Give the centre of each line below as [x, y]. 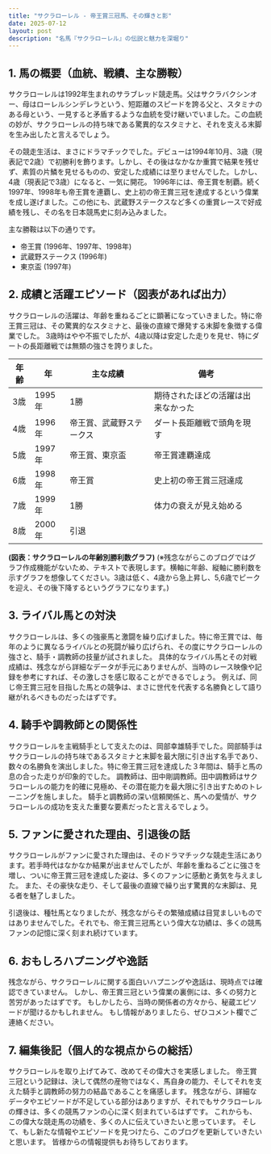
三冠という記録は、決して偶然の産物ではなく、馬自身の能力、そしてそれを [132, 1081]
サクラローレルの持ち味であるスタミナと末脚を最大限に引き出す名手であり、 [135, 756]
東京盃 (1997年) [46, 266]
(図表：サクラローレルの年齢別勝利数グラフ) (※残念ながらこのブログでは [129, 557]
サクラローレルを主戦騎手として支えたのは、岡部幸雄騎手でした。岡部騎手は [135, 746]
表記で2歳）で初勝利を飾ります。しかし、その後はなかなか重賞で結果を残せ [134, 162]
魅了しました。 [54, 896]
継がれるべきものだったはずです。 [65, 697]
